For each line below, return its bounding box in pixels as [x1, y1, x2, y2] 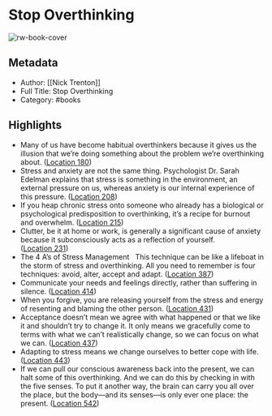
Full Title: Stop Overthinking [19, 86, 114, 96]
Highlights [8, 118, 63, 132]
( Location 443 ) [19, 355, 71, 365]
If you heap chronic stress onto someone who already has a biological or [19, 200, 264, 210]
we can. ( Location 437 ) [19, 338, 99, 348]
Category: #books [19, 95, 81, 105]
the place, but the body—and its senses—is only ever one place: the [19, 389, 249, 399]
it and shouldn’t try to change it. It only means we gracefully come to [19, 320, 251, 330]
